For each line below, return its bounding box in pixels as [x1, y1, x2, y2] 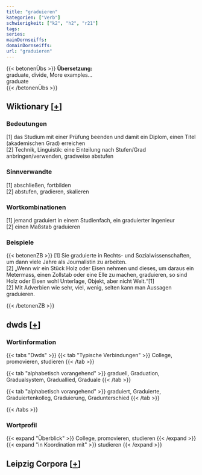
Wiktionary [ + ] [6, 102, 62, 112]
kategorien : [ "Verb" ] [6, 15, 61, 21]
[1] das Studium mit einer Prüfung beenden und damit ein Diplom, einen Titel [6, 134, 196, 141]
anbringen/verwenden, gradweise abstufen [6, 152, 114, 160]
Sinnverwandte [6, 167, 52, 176]
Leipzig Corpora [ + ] [6, 459, 81, 469]
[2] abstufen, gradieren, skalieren [6, 188, 89, 195]
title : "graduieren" [6, 8, 58, 15]
